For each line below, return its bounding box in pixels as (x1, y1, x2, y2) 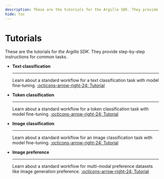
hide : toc (5, 12, 25, 17)
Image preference (12, 149, 50, 155)
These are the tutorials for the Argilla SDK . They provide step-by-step (5, 49, 145, 55)
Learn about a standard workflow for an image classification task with (12, 135, 153, 140)
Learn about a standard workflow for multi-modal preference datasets (12, 163, 153, 169)
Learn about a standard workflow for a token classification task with (12, 106, 149, 112)
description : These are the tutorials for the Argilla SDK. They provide (5, 7, 159, 12)
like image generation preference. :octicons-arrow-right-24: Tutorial (12, 169, 149, 175)
